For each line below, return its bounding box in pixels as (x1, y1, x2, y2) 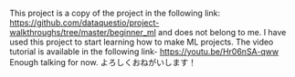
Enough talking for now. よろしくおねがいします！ (9, 57, 197, 67)
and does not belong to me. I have (158, 27, 287, 37)
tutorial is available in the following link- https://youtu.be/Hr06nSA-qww (9, 46, 279, 57)
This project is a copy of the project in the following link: (9, 8, 221, 18)
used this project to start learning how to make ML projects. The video (9, 36, 274, 47)
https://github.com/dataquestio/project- (9, 17, 160, 28)
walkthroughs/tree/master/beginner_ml (9, 27, 157, 37)
